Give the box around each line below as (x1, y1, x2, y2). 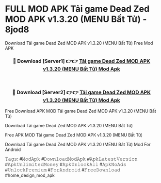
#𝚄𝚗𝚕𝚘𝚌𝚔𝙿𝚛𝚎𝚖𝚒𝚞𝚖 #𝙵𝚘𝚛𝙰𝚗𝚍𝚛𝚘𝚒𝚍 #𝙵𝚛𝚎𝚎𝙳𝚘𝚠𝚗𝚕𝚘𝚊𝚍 (5, 166, 120, 173)
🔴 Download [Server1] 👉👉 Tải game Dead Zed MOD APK (13, 57, 150, 64)
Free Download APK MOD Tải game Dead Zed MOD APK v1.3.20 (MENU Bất (5, 108, 156, 114)
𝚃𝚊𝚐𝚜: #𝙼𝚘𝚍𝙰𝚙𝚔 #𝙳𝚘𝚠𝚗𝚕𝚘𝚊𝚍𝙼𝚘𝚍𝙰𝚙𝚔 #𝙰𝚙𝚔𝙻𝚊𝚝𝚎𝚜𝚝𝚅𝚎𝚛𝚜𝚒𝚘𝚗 (5, 156, 138, 162)
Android (5, 147, 21, 152)
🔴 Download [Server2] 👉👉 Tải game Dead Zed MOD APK (12, 89, 151, 96)
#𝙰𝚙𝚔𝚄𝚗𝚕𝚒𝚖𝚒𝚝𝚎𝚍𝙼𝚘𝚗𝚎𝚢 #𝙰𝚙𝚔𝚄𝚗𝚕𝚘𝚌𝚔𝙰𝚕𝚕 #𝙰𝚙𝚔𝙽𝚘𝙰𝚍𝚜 (5, 161, 127, 167)
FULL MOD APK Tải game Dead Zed (5, 3, 150, 15)
